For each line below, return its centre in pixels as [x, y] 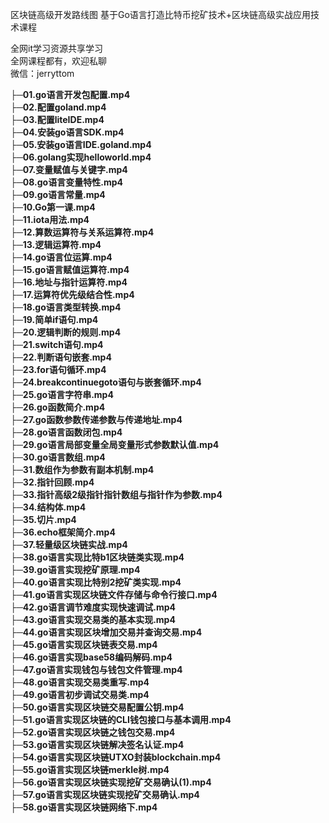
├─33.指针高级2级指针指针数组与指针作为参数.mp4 [116, 494]
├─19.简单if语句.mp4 [54, 319]
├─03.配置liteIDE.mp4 [57, 119]
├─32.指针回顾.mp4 [52, 482]
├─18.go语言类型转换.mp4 [66, 307]
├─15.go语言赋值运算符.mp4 [70, 269]
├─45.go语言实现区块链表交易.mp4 [84, 644]
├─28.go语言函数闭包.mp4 [66, 432]
